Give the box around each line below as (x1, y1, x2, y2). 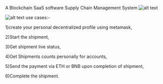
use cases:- (25, 15, 50, 20)
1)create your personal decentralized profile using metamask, (5, 24, 132, 30)
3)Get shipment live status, (5, 44, 61, 50)
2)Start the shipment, (5, 34, 49, 40)
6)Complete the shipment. (5, 73, 59, 79)
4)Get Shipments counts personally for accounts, (5, 53, 107, 59)
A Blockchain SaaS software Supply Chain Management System (5, 5, 138, 11)
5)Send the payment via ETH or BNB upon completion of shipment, (5, 63, 144, 69)
